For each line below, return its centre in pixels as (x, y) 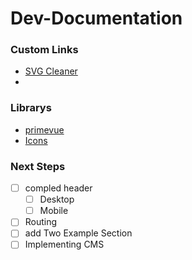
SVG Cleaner (51, 71)
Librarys (31, 108)
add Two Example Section (78, 233)
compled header (58, 188)
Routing (41, 222)
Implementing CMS (64, 244)
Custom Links (44, 50)
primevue (44, 129)
